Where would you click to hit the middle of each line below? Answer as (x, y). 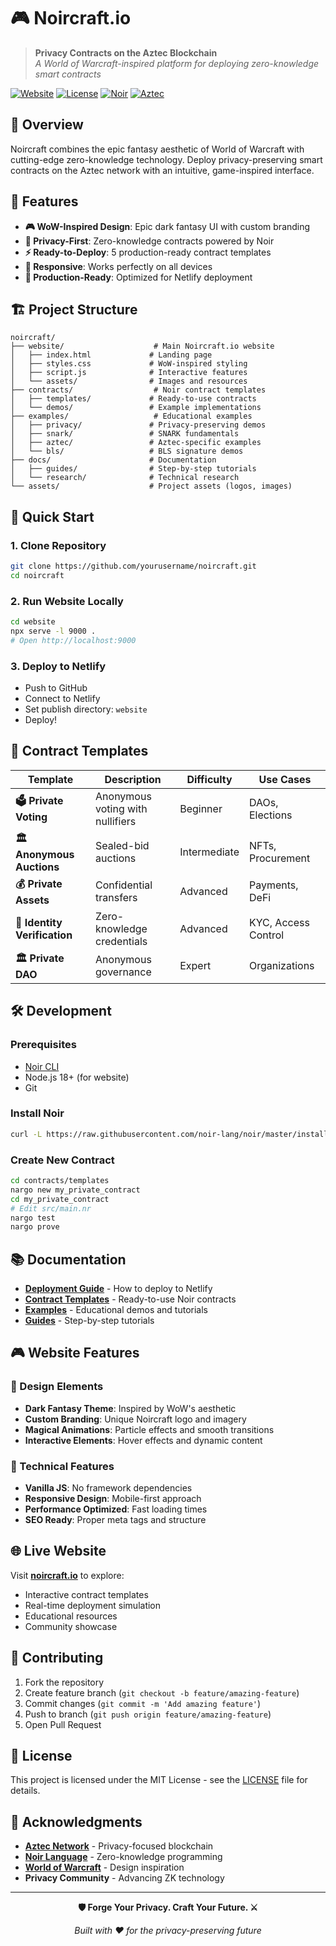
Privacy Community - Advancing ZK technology (124, 1878)
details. (25, 1791)
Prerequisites (43, 1045)
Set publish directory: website (86, 709)
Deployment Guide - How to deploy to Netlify (118, 1289)
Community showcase (71, 1626)
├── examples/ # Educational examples (131, 416)
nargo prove (35, 1227)
